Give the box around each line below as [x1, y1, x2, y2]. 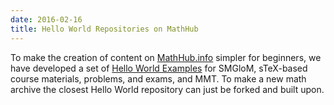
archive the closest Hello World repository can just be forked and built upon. [10, 83, 325, 95]
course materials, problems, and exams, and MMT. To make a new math [10, 72, 307, 85]
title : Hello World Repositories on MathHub [10, 24, 199, 34]
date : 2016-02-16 [10, 14, 83, 25]
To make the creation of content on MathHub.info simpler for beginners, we [10, 51, 322, 63]
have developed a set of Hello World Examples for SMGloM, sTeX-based [10, 62, 308, 74]
